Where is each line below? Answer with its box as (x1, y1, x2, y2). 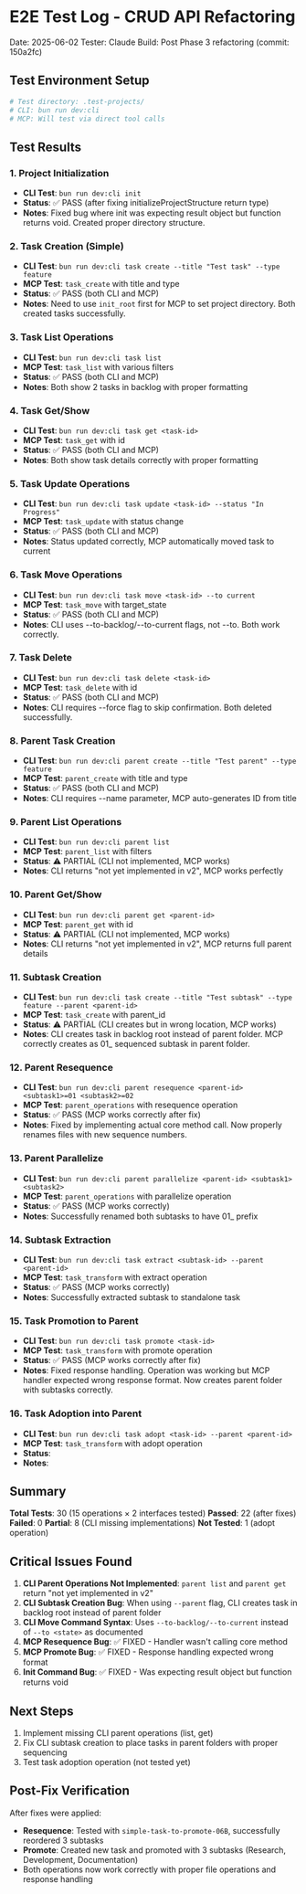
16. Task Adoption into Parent (9, 1407, 142, 1420)
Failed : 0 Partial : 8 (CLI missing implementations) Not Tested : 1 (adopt (9, 1518, 276, 1529)
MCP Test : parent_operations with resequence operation (22, 1099, 238, 1111)
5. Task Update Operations (9, 477, 131, 490)
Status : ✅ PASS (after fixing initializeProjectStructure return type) (22, 197, 269, 208)
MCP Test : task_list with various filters (22, 361, 174, 372)
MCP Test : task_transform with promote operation (22, 1345, 213, 1356)
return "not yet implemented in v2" (22, 1588, 153, 1599)
